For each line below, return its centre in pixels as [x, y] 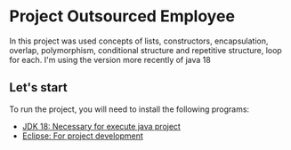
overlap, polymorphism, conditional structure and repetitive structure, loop [145, 50]
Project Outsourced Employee [122, 16]
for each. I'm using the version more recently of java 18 [110, 59]
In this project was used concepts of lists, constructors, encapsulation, [139, 41]
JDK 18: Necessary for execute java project [101, 126]
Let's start [39, 87]
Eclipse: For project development [83, 136]
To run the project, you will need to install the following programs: [129, 109]
